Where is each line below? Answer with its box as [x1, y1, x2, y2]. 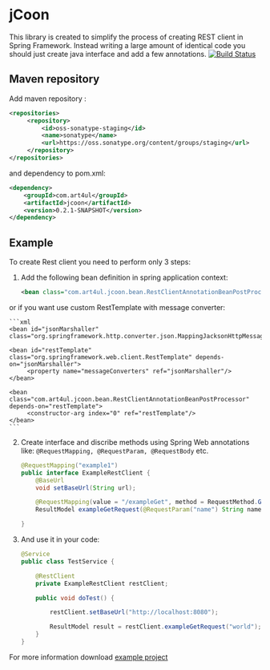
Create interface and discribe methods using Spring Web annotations [20, 437, 250, 446]
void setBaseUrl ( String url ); [35, 483, 136, 492]
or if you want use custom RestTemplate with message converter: [9, 302, 226, 312]
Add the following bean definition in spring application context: [20, 272, 228, 282]
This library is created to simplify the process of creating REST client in [9, 32, 244, 42]
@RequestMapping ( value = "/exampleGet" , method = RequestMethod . [35, 498, 259, 507]
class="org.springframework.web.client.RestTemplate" [9, 353, 193, 361]
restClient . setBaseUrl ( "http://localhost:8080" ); [50, 608, 219, 616]
